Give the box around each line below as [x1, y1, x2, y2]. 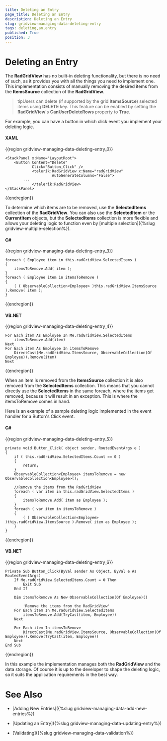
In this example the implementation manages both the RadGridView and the [5, 661, 161, 667]
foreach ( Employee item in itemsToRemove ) [5, 275, 99, 280]
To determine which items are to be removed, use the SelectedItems [5, 205, 147, 211]
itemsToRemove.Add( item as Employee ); [23, 498, 108, 503]
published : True [5, 30, 39, 35]
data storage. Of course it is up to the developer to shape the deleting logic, [5, 666, 161, 672]
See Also [5, 689, 43, 700]
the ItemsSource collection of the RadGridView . [5, 88, 105, 94]
